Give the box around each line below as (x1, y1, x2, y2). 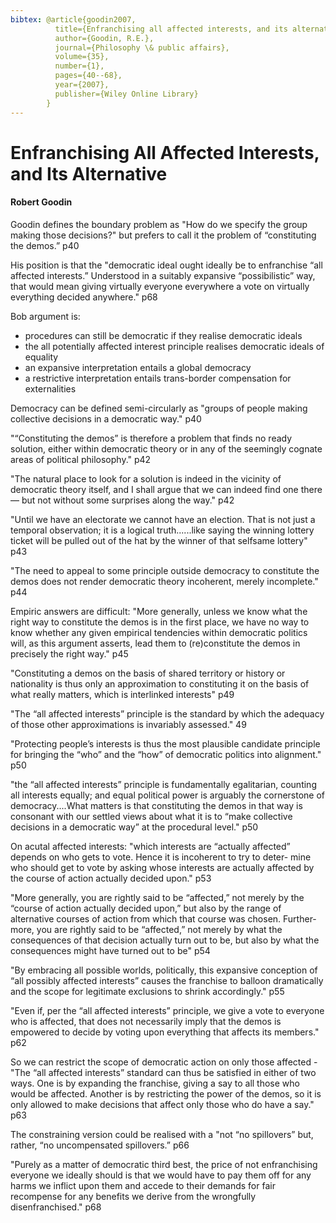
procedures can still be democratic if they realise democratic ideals (24, 329, 303, 341)
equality (24, 351, 59, 363)
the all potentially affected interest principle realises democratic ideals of (24, 340, 325, 352)
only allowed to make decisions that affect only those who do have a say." (10, 1098, 315, 1110)
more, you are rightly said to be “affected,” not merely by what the (10, 923, 283, 935)
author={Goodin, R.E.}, (54, 33, 155, 43)
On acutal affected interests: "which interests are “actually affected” (10, 840, 291, 852)
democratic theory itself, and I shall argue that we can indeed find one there (10, 483, 323, 495)
